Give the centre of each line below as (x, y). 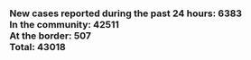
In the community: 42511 (64, 24)
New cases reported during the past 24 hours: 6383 (125, 13)
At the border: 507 (51, 36)
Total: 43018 (37, 47)
